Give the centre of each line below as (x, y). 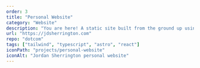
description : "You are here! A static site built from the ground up (94, 28)
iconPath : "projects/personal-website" (56, 50)
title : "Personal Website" (40, 17)
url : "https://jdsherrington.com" (49, 34)
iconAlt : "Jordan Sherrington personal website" (68, 56)
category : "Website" (32, 22)
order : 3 (17, 12)
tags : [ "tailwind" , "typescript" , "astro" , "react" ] (73, 45)
